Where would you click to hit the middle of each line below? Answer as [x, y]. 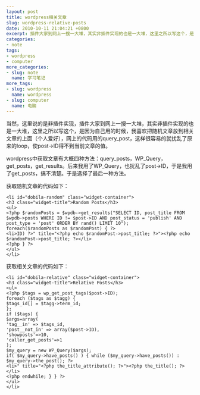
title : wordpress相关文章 [37, 17]
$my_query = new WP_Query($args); [49, 350]
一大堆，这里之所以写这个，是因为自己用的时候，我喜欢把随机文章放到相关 [102, 131]
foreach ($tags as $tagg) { [41, 298]
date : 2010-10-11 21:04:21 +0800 [48, 28]
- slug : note [22, 73]
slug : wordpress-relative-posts [46, 23]
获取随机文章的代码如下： [37, 186]
